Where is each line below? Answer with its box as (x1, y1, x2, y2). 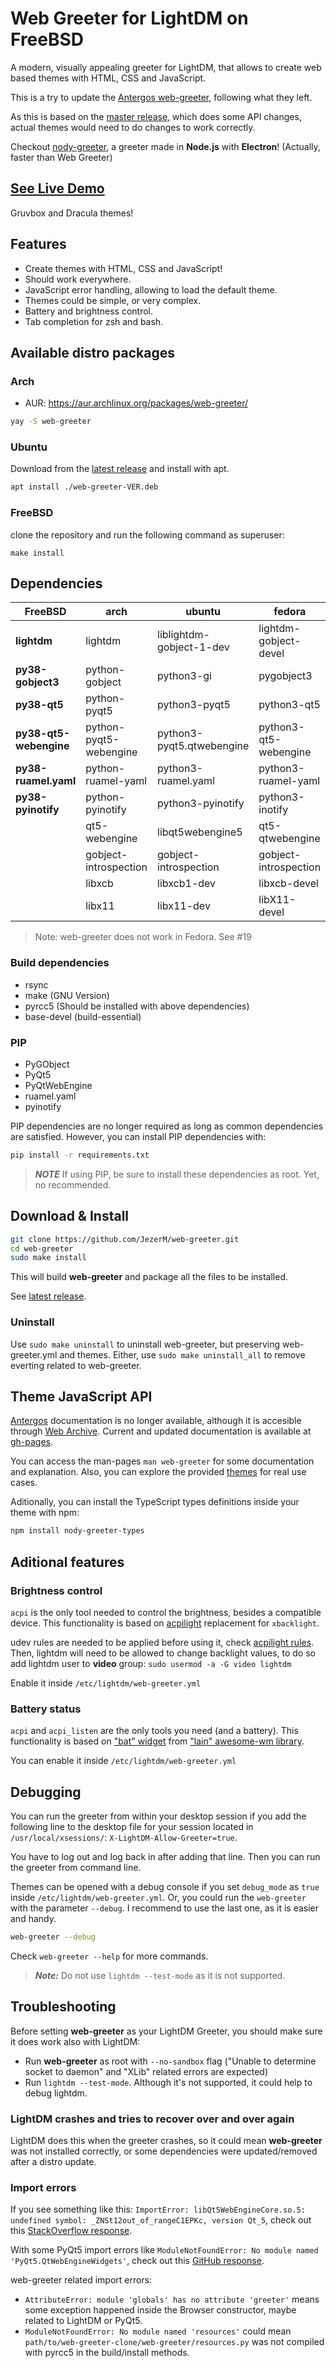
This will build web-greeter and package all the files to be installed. (10, 1271, 289, 1283)
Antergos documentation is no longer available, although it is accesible (10, 1415, 302, 1427)
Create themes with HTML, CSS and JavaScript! (24, 262, 223, 274)
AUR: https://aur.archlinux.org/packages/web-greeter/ (24, 397, 249, 409)
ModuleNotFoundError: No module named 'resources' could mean (24, 2325, 292, 2337)
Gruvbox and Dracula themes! (10, 207, 134, 219)
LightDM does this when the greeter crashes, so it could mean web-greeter (10, 2135, 323, 2147)
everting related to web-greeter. (10, 1359, 142, 1371)
